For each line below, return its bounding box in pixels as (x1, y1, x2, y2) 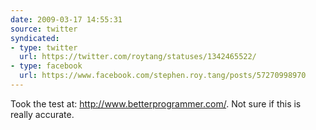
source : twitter (10, 24, 78, 34)
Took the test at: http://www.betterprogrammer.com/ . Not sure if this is (10, 97, 302, 110)
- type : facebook (10, 61, 83, 71)
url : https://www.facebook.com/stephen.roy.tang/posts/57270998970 (19, 71, 307, 81)
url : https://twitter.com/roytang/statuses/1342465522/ (19, 52, 257, 62)
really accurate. (10, 108, 75, 120)
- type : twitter (10, 42, 78, 53)
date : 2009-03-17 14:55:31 (10, 14, 123, 25)
